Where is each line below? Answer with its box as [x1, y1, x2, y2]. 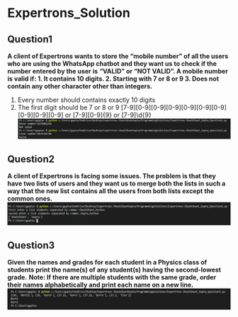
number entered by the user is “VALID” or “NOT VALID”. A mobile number [7, 67, 229, 75]
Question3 [7, 239, 55, 251]
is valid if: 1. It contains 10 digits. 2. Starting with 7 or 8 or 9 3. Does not [7, 74, 220, 83]
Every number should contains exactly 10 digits [17, 96, 156, 104]
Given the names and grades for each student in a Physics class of [7, 258, 208, 267]
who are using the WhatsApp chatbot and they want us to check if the [7, 59, 217, 68]
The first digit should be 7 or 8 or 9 [17, 103, 120, 111]
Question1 [7, 33, 53, 45]
